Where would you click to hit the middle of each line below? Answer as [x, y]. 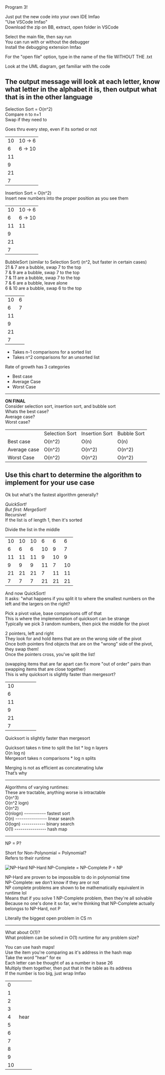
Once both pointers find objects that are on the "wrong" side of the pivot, [79, 644]
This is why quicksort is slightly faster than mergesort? [60, 674]
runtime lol [16, 893]
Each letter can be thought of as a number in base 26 [59, 963]
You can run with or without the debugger [47, 42]
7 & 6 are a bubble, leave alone [36, 283]
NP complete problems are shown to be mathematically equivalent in [75, 888]
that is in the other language [49, 97]
